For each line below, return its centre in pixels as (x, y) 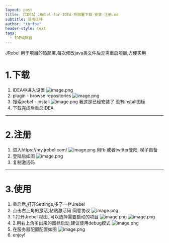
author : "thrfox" (23, 24)
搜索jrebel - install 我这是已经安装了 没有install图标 (79, 102)
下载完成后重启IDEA (33, 108)
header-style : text (26, 29)
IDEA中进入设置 (29, 90)
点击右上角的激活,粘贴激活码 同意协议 (51, 210)
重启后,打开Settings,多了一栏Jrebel (49, 204)
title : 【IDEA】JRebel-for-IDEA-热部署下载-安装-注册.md (62, 15)
